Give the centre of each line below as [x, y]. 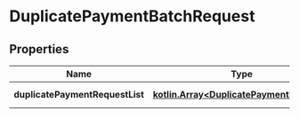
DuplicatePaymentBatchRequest [132, 16]
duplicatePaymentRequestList [79, 94]
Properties [39, 49]
